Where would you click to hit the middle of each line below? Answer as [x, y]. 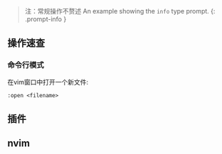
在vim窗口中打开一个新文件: [48, 82]
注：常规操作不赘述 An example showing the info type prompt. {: [120, 11]
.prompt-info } [46, 19]
